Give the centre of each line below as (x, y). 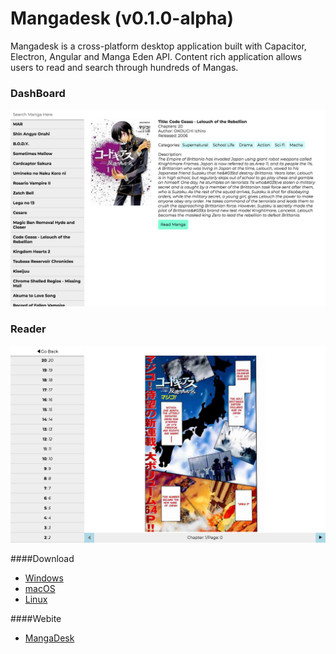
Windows (44, 578)
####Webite (36, 618)
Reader (28, 329)
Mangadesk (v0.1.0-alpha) (122, 18)
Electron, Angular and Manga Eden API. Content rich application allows (156, 56)
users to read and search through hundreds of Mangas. (124, 67)
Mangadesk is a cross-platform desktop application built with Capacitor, (158, 46)
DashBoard (38, 93)
